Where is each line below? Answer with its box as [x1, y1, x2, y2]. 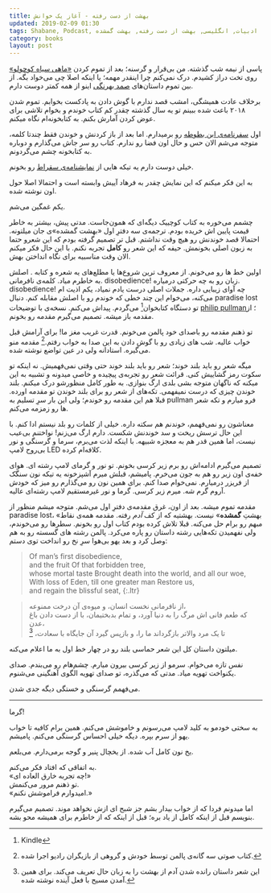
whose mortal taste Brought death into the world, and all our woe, [28, 568, 246, 578]
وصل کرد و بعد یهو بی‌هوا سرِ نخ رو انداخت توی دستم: [9, 536, 168, 546]
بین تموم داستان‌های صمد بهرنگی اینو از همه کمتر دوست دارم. [9, 81, 194, 91]
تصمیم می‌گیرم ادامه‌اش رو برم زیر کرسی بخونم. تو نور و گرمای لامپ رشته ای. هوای [9, 461, 262, 470]
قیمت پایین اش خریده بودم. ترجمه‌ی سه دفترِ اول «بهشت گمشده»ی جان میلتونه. [9, 226, 249, 236]
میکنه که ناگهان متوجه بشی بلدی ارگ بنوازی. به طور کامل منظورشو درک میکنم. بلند [9, 378, 258, 387]
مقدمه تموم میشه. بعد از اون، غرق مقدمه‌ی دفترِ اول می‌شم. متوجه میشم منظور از [9, 502, 257, 511]
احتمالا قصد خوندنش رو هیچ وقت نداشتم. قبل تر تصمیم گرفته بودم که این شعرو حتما [9, 234, 260, 244]
